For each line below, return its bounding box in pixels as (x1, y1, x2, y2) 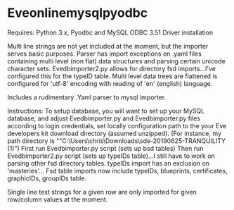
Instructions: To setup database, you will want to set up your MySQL (7, 106, 205, 115)
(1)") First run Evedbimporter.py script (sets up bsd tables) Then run (7, 144, 204, 152)
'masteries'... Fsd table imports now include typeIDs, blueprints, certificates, (7, 166, 228, 175)
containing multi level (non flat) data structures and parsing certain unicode (7, 56, 226, 65)
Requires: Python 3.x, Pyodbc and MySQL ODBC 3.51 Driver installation (7, 28, 213, 37)
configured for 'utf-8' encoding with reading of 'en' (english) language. (7, 79, 213, 87)
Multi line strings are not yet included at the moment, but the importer (7, 42, 209, 50)
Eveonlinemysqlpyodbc (7, 5, 148, 21)
